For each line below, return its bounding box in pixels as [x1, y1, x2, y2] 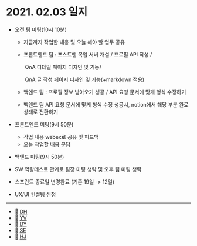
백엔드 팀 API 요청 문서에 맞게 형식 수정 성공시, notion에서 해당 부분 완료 [23, 101, 189, 108]
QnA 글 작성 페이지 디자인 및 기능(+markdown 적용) [25, 76, 145, 83]
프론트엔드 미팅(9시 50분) [14, 121, 74, 128]
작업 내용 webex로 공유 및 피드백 [23, 133, 99, 140]
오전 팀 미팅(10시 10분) [14, 26, 67, 33]
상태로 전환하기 [23, 108, 59, 115]
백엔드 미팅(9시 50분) [14, 153, 64, 160]
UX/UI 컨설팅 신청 [14, 191, 56, 198]
